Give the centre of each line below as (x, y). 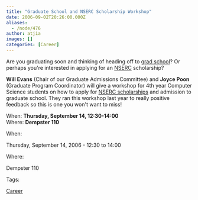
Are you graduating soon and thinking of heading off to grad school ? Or (93, 61)
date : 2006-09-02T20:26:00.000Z (46, 17)
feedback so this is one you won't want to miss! (64, 104)
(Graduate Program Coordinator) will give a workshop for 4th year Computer (99, 85)
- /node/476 (26, 28)
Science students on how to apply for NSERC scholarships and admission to (99, 92)
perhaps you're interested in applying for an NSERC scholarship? (85, 67)
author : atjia (24, 34)
